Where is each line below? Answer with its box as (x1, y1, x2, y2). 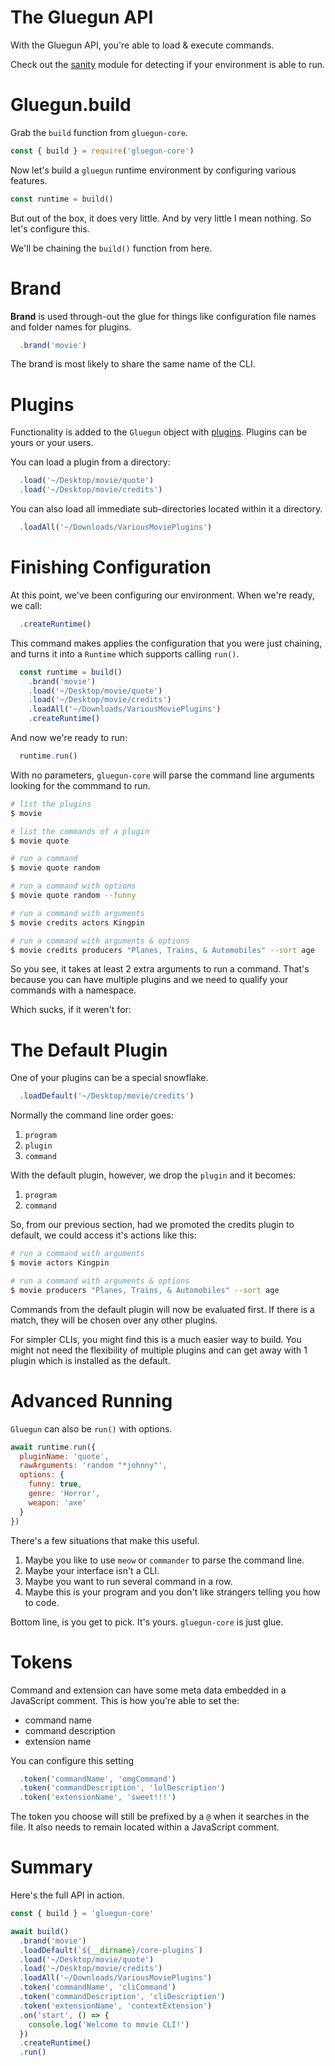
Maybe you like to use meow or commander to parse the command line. (24, 1554, 305, 1566)
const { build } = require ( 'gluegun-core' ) (10, 146, 195, 156)
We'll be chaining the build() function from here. (10, 242, 213, 254)
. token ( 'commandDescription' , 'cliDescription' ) (19, 1992, 226, 2002)
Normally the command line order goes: (10, 1109, 174, 1121)
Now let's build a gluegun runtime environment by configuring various (10, 164, 297, 176)
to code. (24, 1596, 60, 1608)
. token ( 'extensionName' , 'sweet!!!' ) (19, 1792, 177, 1803)
